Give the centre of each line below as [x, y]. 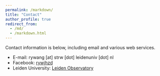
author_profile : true [28, 19]
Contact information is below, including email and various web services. [81, 48]
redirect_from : [21, 24]
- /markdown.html [28, 33]
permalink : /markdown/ [29, 10]
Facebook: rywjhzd [33, 63]
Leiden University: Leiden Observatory [53, 68]
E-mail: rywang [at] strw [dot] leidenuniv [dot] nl [63, 57]
